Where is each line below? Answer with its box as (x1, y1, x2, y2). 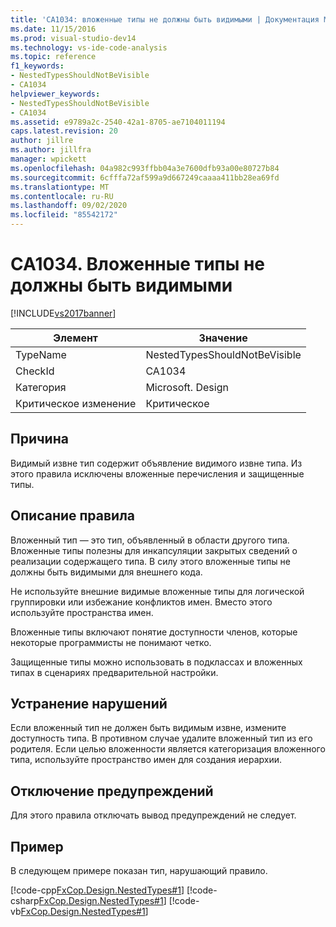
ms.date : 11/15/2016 (10, 24, 97, 34)
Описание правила (10, 507, 136, 525)
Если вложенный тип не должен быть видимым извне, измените (10, 722, 287, 734)
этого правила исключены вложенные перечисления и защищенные (10, 467, 305, 480)
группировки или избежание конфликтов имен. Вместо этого (10, 596, 273, 608)
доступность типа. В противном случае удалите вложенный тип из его (10, 732, 313, 745)
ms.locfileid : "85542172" (10, 210, 118, 220)
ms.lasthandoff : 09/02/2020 (10, 201, 128, 211)
